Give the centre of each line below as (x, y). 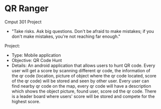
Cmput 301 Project (23, 22)
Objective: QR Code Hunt (37, 60)
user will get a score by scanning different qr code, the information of (81, 70)
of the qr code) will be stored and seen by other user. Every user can (80, 81)
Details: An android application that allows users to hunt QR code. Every (83, 65)
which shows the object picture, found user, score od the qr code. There (84, 91)
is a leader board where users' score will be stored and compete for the (83, 96)
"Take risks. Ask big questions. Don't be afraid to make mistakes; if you (83, 31)
